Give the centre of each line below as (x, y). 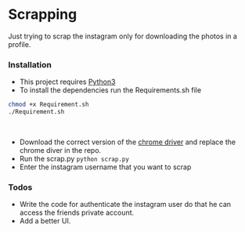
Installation (30, 64)
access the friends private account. (77, 212)
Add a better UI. (45, 221)
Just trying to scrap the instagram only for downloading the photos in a (122, 36)
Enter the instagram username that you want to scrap (105, 167)
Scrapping (43, 14)
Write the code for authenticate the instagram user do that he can (125, 205)
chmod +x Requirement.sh (49, 105)
